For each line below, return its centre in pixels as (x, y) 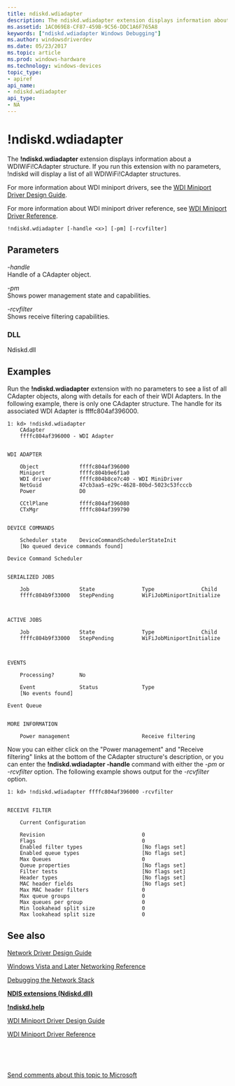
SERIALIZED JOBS (31, 577)
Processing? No (53, 675)
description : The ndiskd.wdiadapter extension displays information (109, 20)
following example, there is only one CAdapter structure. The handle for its (115, 403)
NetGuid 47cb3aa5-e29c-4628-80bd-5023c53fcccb (106, 485)
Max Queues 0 (83, 859)
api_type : (22, 99)
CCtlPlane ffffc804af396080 (75, 503)
